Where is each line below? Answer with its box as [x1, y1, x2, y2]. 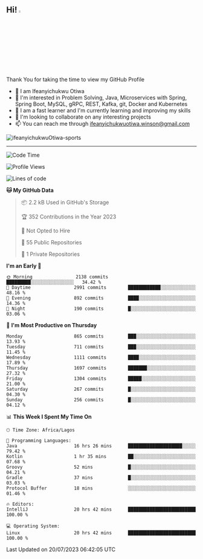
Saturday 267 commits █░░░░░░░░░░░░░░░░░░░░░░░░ [6, 386, 196, 392]
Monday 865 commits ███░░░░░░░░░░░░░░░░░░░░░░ [6, 333, 196, 339]
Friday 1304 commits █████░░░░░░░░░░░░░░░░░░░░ [6, 375, 196, 382]
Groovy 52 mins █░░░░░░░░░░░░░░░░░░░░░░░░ [6, 464, 196, 470]
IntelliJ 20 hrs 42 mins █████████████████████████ [6, 506, 196, 512]
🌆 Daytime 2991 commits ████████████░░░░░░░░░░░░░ [6, 284, 196, 290]
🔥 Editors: [6, 501, 34, 507]
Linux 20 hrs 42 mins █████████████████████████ [6, 529, 196, 536]
